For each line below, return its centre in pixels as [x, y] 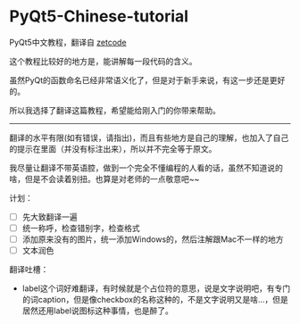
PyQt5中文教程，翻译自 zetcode [68, 42]
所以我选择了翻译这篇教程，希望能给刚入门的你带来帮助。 [115, 110]
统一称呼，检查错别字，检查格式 [81, 228]
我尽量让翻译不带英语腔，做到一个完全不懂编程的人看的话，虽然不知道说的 [146, 168]
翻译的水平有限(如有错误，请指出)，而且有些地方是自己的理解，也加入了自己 [149, 137]
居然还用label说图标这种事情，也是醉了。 [98, 311]
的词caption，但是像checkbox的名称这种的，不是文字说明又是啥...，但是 [155, 300]
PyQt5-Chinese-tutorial [99, 17]
